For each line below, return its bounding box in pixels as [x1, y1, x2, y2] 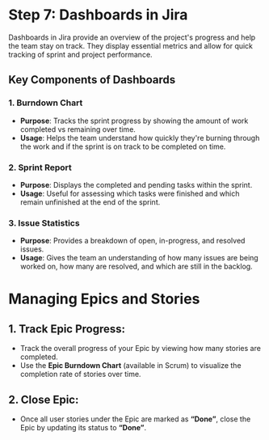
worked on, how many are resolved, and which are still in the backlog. [19, 261, 253, 272]
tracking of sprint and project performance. [8, 49, 153, 59]
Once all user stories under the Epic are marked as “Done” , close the [19, 414, 251, 424]
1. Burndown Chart [8, 97, 83, 108]
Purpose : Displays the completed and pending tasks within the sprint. [19, 180, 253, 189]
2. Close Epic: [8, 392, 79, 406]
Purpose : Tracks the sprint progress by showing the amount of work [19, 116, 249, 125]
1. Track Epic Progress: [8, 322, 126, 336]
